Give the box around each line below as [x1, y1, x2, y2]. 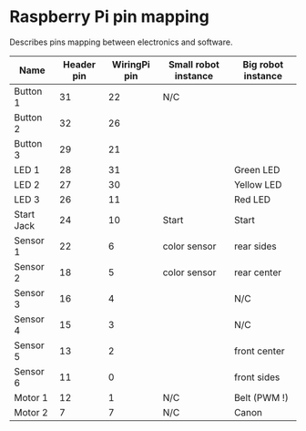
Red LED [233, 193, 271, 206]
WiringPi [112, 57, 150, 70]
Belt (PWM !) [233, 391, 289, 404]
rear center [233, 266, 282, 279]
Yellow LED [233, 178, 282, 190]
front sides [233, 371, 280, 384]
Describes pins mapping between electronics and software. [9, 36, 233, 47]
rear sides [233, 240, 278, 252]
